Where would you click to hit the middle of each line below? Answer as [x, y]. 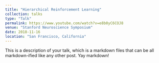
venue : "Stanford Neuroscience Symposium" [49, 28]
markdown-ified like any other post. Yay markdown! [57, 55]
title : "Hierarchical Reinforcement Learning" [53, 9]
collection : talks [24, 14]
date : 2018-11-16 [23, 32]
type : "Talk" [18, 18]
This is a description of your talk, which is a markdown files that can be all [79, 50]
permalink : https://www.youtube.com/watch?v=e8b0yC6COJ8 [64, 23]
